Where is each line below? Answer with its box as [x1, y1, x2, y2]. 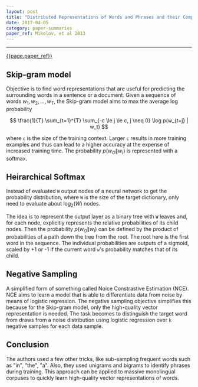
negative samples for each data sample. [6, 323, 103, 330]
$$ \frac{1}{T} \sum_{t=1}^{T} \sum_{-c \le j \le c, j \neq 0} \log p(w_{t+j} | [9, 116, 189, 124]
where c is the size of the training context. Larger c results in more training [6, 134, 187, 142]
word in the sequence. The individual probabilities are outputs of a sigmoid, [6, 239, 189, 246]
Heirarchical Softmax [6, 172, 85, 182]
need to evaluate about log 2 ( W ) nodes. [6, 200, 101, 209]
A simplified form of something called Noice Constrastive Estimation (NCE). [6, 285, 189, 292]
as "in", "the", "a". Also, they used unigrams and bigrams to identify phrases [6, 362, 190, 369]
